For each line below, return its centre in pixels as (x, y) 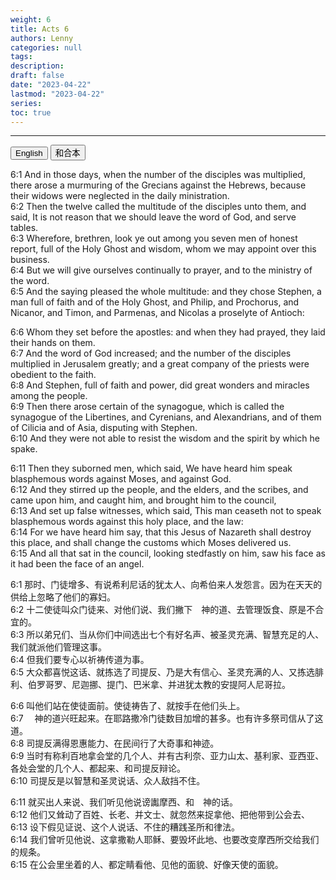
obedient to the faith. (53, 375)
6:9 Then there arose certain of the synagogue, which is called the (147, 407)
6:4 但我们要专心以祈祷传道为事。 (80, 660)
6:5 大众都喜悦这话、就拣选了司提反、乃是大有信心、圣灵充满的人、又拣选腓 (167, 672)
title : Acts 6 (40, 29)
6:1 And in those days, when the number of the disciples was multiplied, (158, 175)
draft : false (37, 76)
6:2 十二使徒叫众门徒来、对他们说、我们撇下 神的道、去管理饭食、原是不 (163, 610)
